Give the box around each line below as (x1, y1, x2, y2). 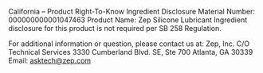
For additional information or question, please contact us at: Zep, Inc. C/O (8, 39, 249, 48)
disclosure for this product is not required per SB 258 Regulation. (8, 24, 222, 33)
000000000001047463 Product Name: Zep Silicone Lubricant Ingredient (8, 15, 248, 25)
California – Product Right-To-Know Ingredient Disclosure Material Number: (8, 7, 256, 16)
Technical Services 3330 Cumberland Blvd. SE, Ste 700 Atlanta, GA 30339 (8, 48, 253, 56)
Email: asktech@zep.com (8, 56, 92, 65)
